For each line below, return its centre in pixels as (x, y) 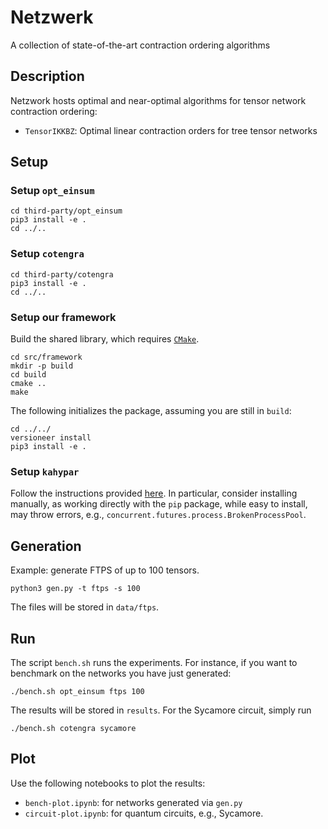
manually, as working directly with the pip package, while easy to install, (159, 504)
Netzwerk (52, 17)
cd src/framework (46, 357)
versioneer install (51, 438)
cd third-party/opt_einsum (66, 211)
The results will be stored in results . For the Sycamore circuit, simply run (161, 710)
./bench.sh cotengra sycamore (73, 728)
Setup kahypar (45, 471)
